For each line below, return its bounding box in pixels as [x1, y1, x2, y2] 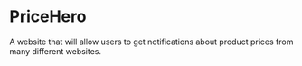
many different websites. [9, 45, 102, 56]
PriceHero [9, 6, 87, 27]
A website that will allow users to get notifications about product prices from [9, 36, 294, 47]
